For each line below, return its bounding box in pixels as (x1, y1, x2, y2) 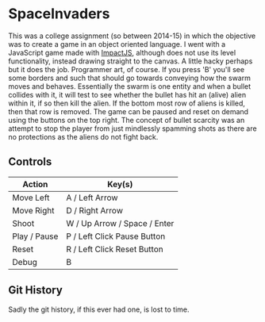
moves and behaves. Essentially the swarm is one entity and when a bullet (8, 81, 252, 91)
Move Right (12, 205, 55, 216)
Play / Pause (12, 231, 59, 242)
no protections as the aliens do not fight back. (8, 132, 159, 141)
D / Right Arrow (66, 205, 123, 216)
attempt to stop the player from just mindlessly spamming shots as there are (8, 124, 257, 133)
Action (22, 178, 48, 190)
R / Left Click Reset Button (66, 243, 164, 255)
